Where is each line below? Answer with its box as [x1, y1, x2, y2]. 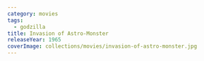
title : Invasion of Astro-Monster [7, 29, 109, 37]
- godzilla [13, 23, 46, 30]
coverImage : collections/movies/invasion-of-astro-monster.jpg [7, 43, 198, 50]
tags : [7, 17, 23, 24]
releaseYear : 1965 [7, 36, 61, 43]
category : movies [7, 10, 59, 18]
